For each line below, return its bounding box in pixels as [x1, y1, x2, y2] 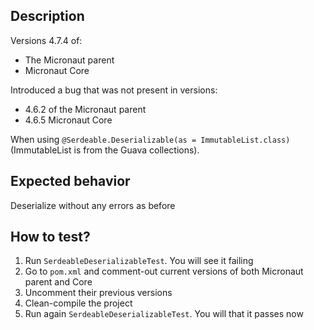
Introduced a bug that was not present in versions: [10, 84, 218, 96]
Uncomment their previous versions [24, 287, 173, 299]
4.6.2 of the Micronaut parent [24, 103, 147, 115]
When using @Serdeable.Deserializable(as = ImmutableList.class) [10, 133, 291, 145]
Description [10, 8, 85, 25]
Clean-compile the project [24, 297, 133, 309]
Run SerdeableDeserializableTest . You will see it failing [24, 255, 254, 267]
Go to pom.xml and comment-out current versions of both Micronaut [24, 265, 304, 278]
